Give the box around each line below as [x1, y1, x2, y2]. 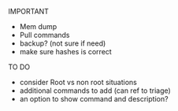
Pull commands [19, 31, 70, 39]
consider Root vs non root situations [19, 78, 138, 87]
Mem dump [19, 22, 57, 31]
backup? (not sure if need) [19, 39, 106, 48]
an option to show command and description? [19, 94, 169, 103]
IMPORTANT [8, 7, 50, 16]
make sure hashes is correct [19, 47, 112, 56]
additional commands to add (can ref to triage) [19, 86, 171, 95]
